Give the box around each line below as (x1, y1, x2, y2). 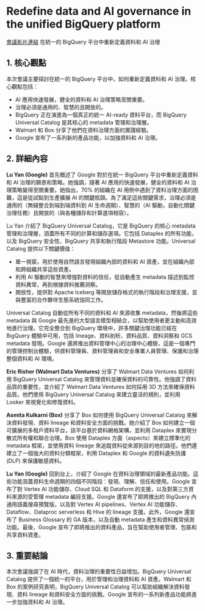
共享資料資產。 (6, 531, 44, 538)
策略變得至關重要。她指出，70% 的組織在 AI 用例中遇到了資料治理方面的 (11, 186, 193, 193)
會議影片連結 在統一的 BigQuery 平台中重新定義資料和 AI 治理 (6, 38, 160, 45)
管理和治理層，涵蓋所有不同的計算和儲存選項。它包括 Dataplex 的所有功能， (6, 230, 197, 237)
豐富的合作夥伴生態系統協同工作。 (20, 296, 107, 303)
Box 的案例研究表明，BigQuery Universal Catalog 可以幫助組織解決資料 (6, 583, 185, 590)
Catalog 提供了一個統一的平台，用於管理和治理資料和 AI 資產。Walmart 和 (6, 576, 192, 583)
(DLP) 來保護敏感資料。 (6, 457, 65, 465)
